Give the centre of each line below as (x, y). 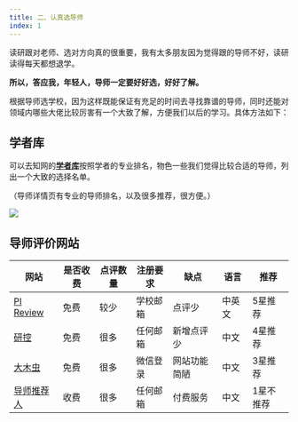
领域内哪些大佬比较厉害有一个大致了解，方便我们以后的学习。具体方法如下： (149, 112)
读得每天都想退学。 (44, 63)
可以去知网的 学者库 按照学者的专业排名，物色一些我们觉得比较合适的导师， (145, 166)
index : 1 (25, 26)
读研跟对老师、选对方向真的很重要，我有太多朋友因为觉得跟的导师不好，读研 (149, 52)
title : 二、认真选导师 (47, 17)
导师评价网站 (44, 243)
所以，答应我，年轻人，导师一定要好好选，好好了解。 (106, 82)
